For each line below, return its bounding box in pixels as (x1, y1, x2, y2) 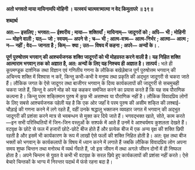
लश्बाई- (166, 100, 181, 106)
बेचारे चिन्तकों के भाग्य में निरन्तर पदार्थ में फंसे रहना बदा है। (6, 158, 113, 165)
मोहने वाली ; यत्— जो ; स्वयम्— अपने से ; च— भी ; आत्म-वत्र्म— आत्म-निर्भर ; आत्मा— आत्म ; (12, 36, 189, 42)
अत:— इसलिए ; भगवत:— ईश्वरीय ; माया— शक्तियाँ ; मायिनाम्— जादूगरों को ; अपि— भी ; (6, 29, 173, 36)
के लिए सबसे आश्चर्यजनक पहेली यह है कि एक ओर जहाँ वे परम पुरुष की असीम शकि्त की (6, 100, 166, 106)
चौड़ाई (6, 106, 17, 113)
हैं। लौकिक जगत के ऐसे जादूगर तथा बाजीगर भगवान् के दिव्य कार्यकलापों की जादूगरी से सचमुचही (6, 80, 179, 87)
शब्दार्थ (6, 17, 18, 24)
